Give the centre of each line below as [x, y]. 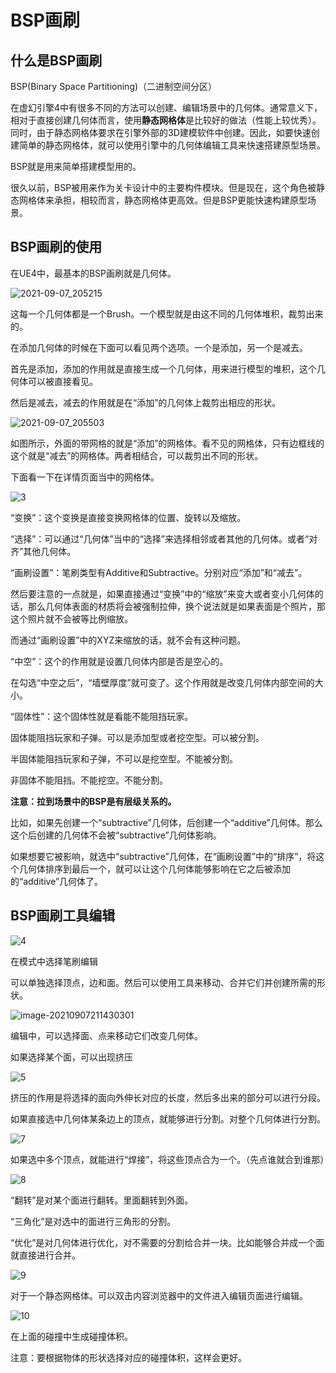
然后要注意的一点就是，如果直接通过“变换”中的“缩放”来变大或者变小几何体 [162, 593]
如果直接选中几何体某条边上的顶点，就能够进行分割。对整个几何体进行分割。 [168, 1118]
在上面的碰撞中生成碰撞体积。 [71, 1336]
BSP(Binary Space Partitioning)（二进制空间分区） [114, 86]
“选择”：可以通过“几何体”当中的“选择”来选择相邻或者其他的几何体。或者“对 [164, 538]
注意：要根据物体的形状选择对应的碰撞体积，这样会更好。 [128, 1357]
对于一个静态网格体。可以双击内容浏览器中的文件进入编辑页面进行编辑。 [159, 1295]
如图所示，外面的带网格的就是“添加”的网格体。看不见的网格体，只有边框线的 [167, 443]
